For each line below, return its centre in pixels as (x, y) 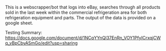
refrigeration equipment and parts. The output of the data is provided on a (81, 18)
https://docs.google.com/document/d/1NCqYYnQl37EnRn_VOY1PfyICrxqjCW (83, 38)
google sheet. (19, 23)
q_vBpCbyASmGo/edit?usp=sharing (41, 43)
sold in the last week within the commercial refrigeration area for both (76, 12)
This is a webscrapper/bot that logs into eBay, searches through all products (83, 7)
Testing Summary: (24, 32)
